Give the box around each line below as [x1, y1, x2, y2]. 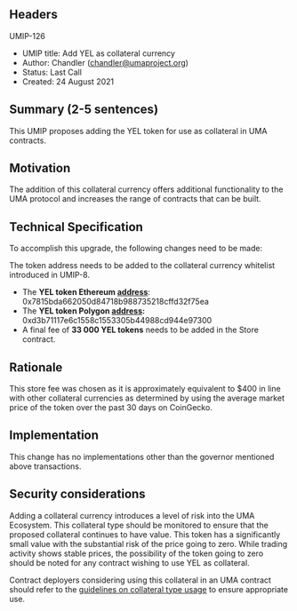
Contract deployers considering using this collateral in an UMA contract [9, 575, 271, 585]
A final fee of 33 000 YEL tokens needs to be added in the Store [21, 324, 260, 336]
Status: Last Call [21, 67, 83, 77]
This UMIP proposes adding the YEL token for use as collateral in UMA [9, 125, 268, 136]
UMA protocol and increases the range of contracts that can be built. [9, 194, 261, 204]
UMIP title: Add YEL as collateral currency [21, 48, 176, 59]
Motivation [9, 161, 71, 176]
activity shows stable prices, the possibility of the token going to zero [9, 548, 264, 559]
